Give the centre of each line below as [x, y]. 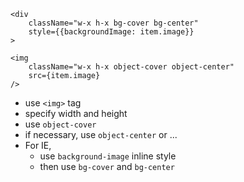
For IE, [38, 145]
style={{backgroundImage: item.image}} [111, 32]
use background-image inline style [108, 156]
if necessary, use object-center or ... [101, 134]
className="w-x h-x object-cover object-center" [131, 67]
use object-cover [60, 124]
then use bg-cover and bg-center [107, 166]
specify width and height [76, 113]
